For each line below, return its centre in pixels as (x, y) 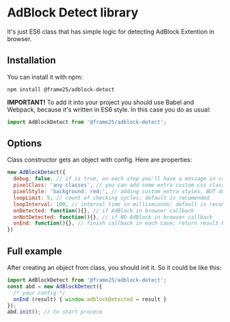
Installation (31, 61)
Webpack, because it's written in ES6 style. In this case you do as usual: (109, 109)
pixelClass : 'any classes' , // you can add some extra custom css (110, 185)
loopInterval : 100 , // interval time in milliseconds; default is (110, 204)
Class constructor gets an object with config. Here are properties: (100, 160)
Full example (35, 251)
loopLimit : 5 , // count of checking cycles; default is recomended (112, 198)
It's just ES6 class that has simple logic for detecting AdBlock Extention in (111, 32)
